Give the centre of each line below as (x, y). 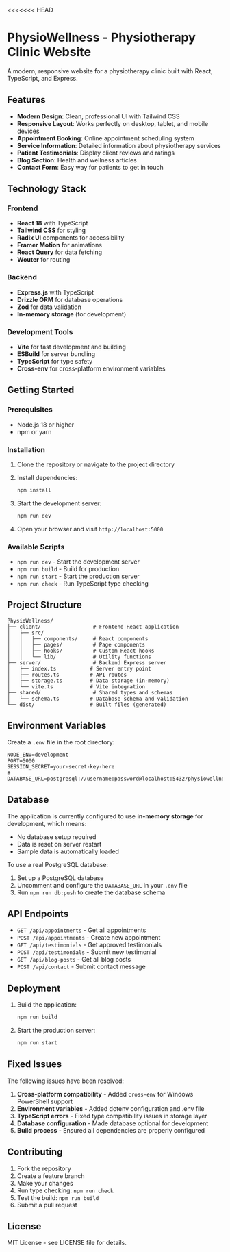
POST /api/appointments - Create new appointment (89, 938)
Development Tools (40, 331)
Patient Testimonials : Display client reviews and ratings (96, 153)
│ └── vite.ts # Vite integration (76, 687)
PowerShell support (45, 1101)
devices (28, 131)
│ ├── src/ (26, 633)
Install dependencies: (47, 478)
